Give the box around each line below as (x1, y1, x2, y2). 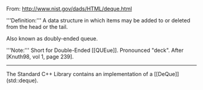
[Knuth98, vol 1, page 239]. (6, 53, 74, 60)
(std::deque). (6, 77, 39, 84)
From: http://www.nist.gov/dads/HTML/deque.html (6, 5, 132, 12)
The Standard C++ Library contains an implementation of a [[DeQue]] (6, 71, 179, 77)
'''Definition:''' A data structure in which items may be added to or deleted (6, 17, 190, 24)
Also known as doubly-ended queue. (6, 35, 98, 42)
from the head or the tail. (6, 24, 68, 30)
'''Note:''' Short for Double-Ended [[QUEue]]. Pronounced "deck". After (6, 47, 184, 54)
